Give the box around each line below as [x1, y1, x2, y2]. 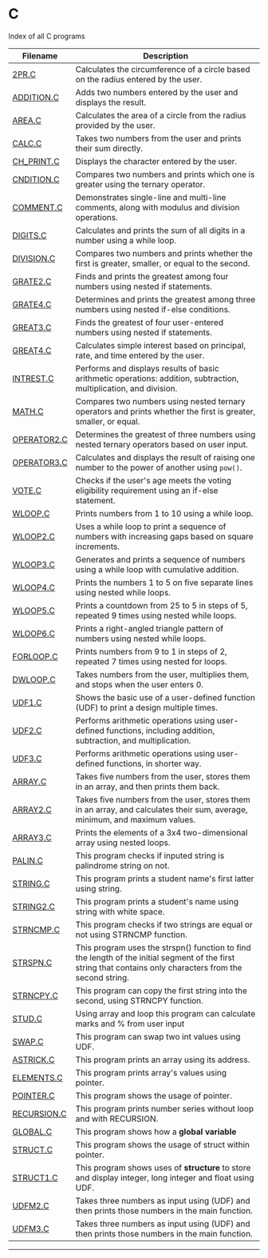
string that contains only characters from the [75, 962, 242, 973]
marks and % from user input [75, 1018, 185, 1029]
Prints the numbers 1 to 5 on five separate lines [75, 577, 254, 588]
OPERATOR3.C [12, 457, 68, 468]
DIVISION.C [12, 253, 56, 264]
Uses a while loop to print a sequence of [75, 521, 227, 532]
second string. [75, 972, 130, 983]
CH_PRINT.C [12, 155, 60, 166]
